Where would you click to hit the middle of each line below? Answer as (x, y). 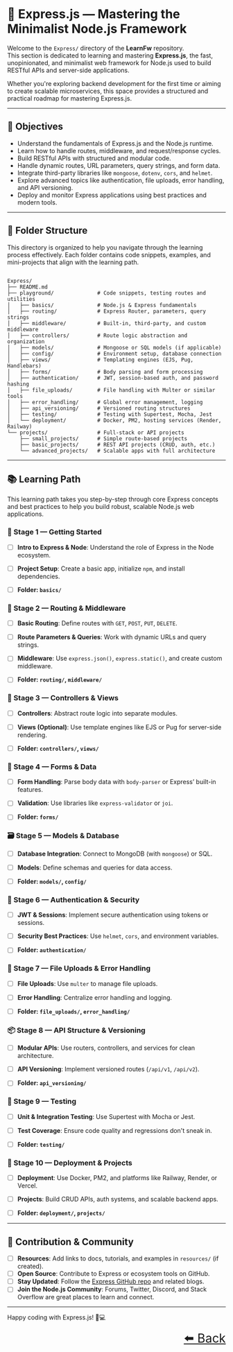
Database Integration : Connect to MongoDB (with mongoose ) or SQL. (115, 853)
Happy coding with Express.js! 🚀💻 (57, 1317)
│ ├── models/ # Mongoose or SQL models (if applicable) (114, 347)
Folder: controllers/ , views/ (58, 748)
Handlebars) (24, 366)
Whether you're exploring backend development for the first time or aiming (114, 83)
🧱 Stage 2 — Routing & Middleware (67, 608)
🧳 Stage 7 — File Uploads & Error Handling (79, 969)
